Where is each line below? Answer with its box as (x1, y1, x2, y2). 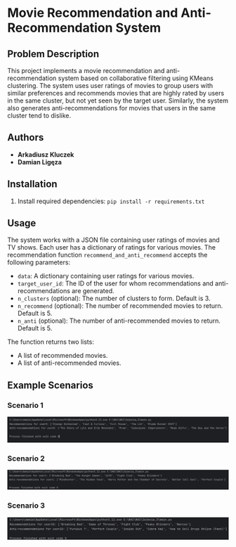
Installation (7, 178, 58, 191)
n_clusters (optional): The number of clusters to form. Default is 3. (17, 294, 211, 303)
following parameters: (7, 258, 71, 266)
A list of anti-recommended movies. (17, 359, 122, 367)
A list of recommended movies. (17, 352, 108, 360)
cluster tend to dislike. (7, 111, 72, 120)
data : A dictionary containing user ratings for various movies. (17, 272, 195, 281)
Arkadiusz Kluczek (17, 150, 74, 159)
